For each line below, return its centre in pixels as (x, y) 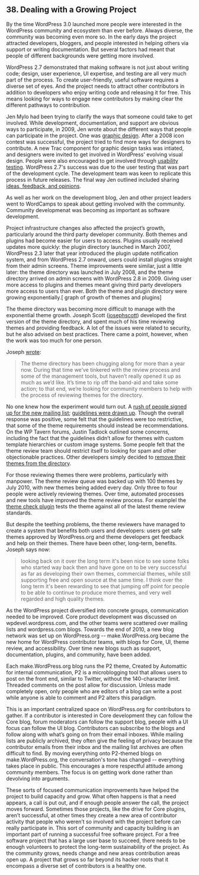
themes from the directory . (39, 463)
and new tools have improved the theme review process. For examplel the (96, 500)
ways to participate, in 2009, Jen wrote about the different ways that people (99, 129)
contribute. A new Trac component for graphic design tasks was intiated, (95, 148)
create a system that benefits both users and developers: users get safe (94, 530)
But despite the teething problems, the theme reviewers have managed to (96, 524)
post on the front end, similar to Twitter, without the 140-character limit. (93, 678)
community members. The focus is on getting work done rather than (89, 772)
